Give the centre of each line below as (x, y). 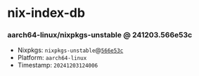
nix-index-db (46, 13)
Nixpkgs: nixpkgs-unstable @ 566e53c (70, 50)
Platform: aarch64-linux (52, 58)
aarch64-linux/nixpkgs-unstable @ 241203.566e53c (100, 35)
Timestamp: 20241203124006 (58, 65)
